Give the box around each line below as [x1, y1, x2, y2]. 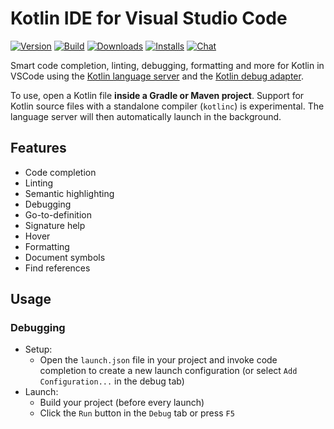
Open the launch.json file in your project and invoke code [39, 354, 278, 366]
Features [10, 140, 67, 157]
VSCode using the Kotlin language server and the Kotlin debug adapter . [10, 70, 304, 82]
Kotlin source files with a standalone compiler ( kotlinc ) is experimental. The [10, 100, 325, 112]
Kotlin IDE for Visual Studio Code [10, 7, 288, 30]
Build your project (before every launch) [39, 397, 205, 409]
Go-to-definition [24, 208, 92, 221]
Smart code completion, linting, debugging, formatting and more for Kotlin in [10, 59, 325, 71]
